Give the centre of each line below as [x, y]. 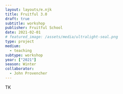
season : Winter [21, 64]
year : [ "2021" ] [21, 60]
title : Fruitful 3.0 [26, 14]
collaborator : [20, 69]
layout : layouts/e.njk [28, 10]
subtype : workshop [24, 55]
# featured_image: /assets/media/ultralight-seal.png [62, 37]
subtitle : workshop [25, 23]
